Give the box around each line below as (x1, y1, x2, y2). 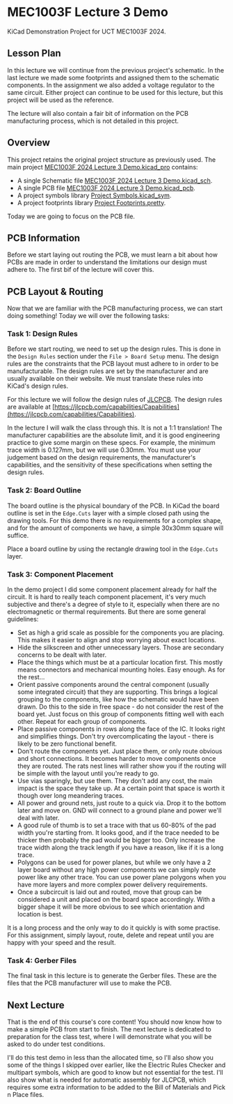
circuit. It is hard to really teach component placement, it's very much (7, 593, 207, 601)
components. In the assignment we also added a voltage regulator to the (7, 81, 215, 89)
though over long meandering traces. (17, 792, 124, 800)
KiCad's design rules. (7, 381, 69, 391)
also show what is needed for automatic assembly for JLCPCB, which (7, 1075, 207, 1084)
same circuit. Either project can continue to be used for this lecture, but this (7, 88, 224, 96)
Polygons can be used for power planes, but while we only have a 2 (17, 859, 211, 867)
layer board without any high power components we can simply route (17, 865, 216, 874)
